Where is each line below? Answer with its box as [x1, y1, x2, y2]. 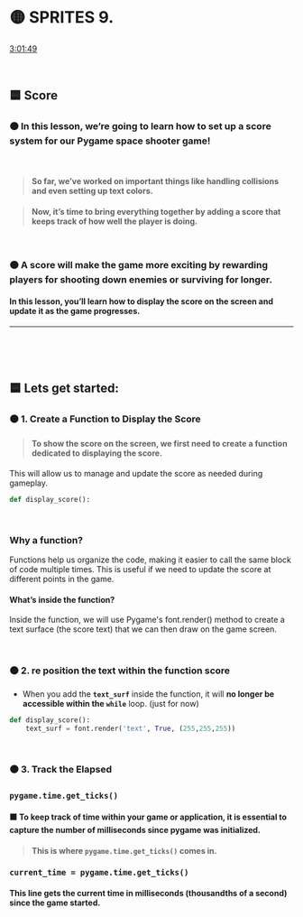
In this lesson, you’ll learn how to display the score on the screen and [9, 295, 273, 307]
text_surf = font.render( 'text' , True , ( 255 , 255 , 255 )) [25, 724, 236, 733]
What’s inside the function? [9, 594, 115, 605]
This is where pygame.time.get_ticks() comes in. [31, 845, 217, 856]
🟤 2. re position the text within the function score [9, 664, 231, 677]
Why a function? [9, 533, 84, 546]
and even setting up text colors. [31, 186, 153, 197]
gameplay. [9, 477, 48, 488]
